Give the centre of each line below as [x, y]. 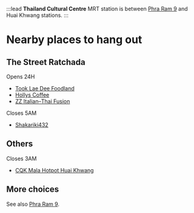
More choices [33, 190]
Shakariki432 [32, 125]
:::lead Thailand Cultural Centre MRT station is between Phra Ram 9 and [97, 9]
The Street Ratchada [46, 62]
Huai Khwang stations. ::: [37, 15]
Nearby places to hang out [74, 40]
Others [20, 144]
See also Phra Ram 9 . [33, 204]
